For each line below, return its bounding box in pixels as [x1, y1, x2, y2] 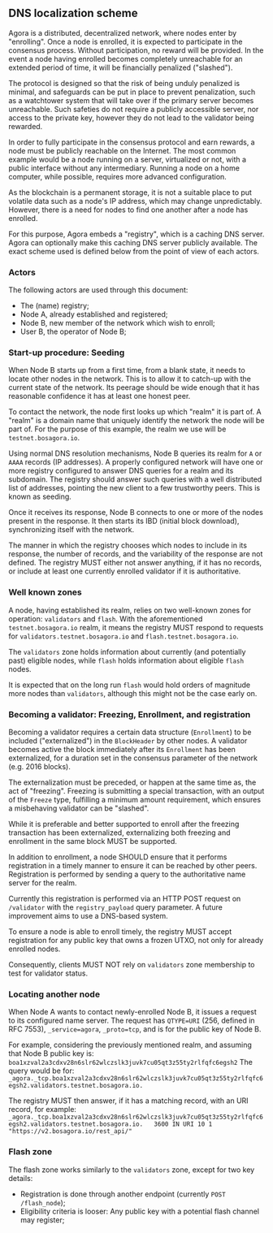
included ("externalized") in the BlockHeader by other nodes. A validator [8, 736, 248, 746]
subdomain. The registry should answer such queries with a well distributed [8, 474, 262, 484]
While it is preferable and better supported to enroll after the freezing [8, 820, 240, 828]
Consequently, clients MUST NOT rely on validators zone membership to [8, 960, 255, 969]
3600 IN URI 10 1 [154, 1120, 213, 1128]
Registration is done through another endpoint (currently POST [19, 1189, 226, 1199]
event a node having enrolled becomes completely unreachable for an [8, 54, 243, 63]
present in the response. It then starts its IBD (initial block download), [8, 516, 240, 526]
